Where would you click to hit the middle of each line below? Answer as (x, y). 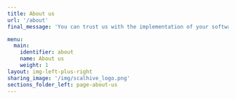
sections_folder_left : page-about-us (63, 84)
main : (22, 46)
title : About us (31, 14)
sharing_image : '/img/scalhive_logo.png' (69, 78)
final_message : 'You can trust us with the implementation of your (108, 26)
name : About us (42, 59)
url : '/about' (28, 20)
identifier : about (47, 52)
